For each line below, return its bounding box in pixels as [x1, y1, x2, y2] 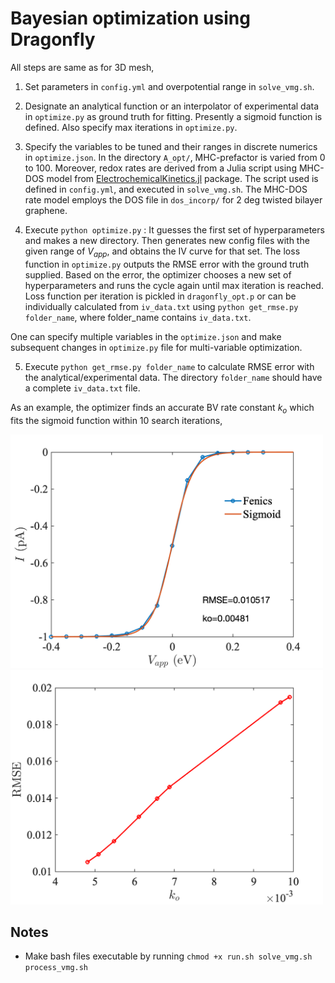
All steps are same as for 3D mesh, [10, 61, 155, 73]
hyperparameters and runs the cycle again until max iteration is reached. [24, 279, 324, 291]
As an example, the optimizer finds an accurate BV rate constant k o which [10, 401, 315, 416]
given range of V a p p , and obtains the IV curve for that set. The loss [24, 245, 301, 259]
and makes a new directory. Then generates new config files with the [24, 234, 310, 246]
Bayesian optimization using [10, 7, 251, 30]
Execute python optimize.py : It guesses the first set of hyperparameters [24, 223, 325, 236]
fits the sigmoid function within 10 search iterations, [10, 414, 223, 426]
